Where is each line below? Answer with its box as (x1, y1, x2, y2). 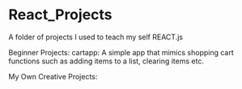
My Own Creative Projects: (8, 71, 98, 81)
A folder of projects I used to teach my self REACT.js (8, 32, 184, 42)
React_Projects (8, 6, 113, 24)
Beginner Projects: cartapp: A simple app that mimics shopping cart (8, 47, 235, 57)
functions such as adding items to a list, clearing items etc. (8, 56, 205, 66)
